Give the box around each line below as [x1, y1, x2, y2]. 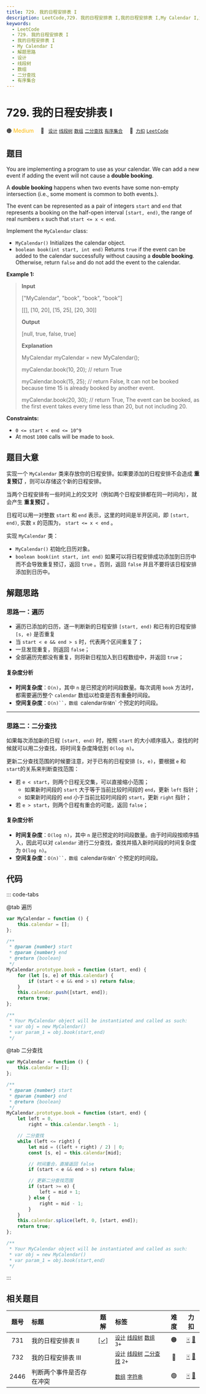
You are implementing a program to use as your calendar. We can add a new [6, 165, 199, 173]
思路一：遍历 [6, 608, 45, 616]
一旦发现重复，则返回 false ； [15, 646, 90, 653]
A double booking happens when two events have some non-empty [6, 184, 179, 191]
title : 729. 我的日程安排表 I [6, 9, 77, 15]
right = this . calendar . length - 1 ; [28, 1122, 120, 1128]
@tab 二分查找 [6, 1047, 43, 1054]
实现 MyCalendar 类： [6, 532, 59, 539]
